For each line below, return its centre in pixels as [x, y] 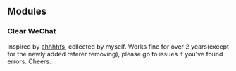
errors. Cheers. [29, 61]
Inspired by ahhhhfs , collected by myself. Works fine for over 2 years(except [118, 46]
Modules [27, 11]
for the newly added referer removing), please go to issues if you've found [115, 54]
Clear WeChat [32, 31]
